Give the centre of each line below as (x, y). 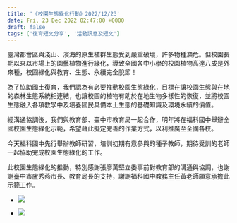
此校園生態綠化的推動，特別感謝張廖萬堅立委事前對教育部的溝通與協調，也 (115, 167)
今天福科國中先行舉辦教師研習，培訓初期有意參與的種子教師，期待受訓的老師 (119, 144)
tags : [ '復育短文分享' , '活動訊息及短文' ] (63, 34)
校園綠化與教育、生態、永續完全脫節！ (81, 72)
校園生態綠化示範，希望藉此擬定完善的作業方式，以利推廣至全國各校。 (115, 128)
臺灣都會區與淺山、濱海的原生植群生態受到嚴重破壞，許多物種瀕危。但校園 (115, 54)
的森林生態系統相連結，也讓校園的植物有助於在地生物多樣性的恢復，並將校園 (119, 96)
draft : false (26, 27)
